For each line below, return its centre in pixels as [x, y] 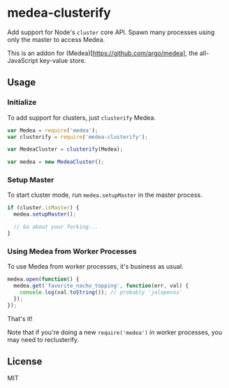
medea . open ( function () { [43, 279]
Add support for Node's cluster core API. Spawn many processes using [111, 32]
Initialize [22, 103]
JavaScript [23, 60]
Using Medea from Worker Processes [72, 251]
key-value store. [63, 60]
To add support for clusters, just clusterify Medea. [81, 117]
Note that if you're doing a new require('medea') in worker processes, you [115, 332]
